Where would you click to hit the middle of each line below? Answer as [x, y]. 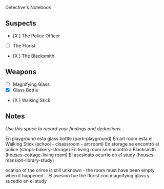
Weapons [21, 72]
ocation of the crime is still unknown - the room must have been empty [80, 170]
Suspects [21, 23]
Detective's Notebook [28, 7]
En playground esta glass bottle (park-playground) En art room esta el [79, 138]
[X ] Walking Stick [32, 100]
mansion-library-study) [30, 160]
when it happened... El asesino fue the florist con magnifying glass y [77, 175]
